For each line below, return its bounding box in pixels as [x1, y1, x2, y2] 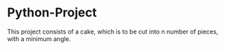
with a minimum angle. [7, 34, 71, 42]
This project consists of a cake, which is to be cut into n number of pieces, [7, 27, 219, 36]
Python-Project [7, 5, 97, 21]
